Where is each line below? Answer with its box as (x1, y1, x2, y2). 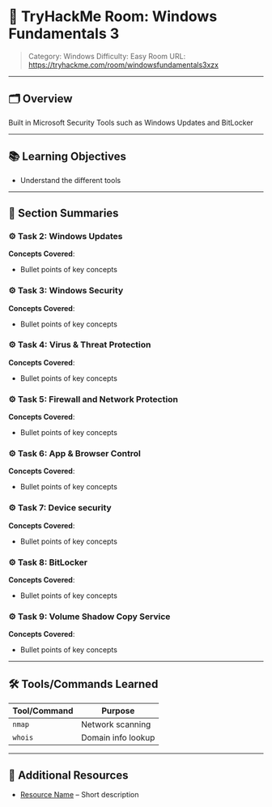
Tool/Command (12, 705, 74, 716)
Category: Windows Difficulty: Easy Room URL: (28, 51, 186, 61)
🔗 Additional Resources (8, 768, 129, 782)
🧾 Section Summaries (8, 206, 119, 220)
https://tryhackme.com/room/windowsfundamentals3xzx (28, 60, 219, 70)
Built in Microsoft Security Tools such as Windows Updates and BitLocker (8, 117, 253, 127)
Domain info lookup (80, 732, 155, 744)
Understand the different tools (19, 175, 121, 185)
